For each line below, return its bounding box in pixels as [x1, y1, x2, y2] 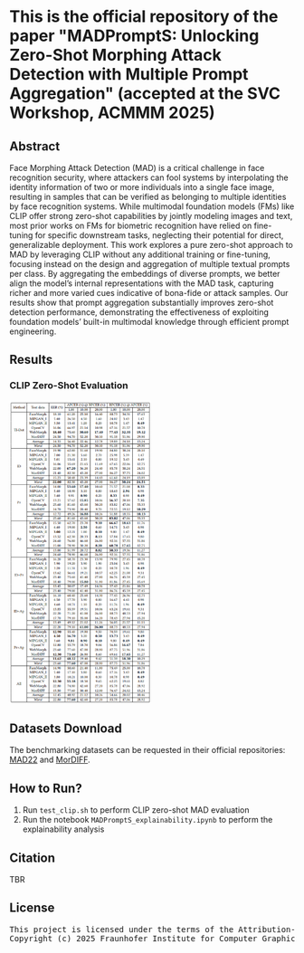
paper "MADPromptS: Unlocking [9, 25, 260, 46]
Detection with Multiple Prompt [9, 64, 249, 85]
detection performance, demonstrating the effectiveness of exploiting [9, 307, 269, 318]
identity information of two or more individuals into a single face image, [9, 182, 275, 192]
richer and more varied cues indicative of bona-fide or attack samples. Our [9, 288, 289, 298]
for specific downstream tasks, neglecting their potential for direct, [34, 230, 284, 241]
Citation [9, 850, 56, 865]
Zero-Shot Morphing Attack [9, 45, 222, 65]
